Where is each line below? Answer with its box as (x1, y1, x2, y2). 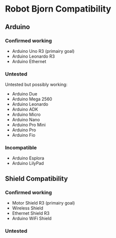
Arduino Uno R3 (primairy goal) (12, 48, 75, 54)
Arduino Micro (12, 111, 41, 117)
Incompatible (5, 144, 37, 151)
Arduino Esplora (12, 155, 45, 161)
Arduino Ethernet (12, 58, 47, 64)
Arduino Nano (12, 117, 40, 123)
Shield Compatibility (5, 175, 68, 183)
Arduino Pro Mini (12, 122, 46, 128)
